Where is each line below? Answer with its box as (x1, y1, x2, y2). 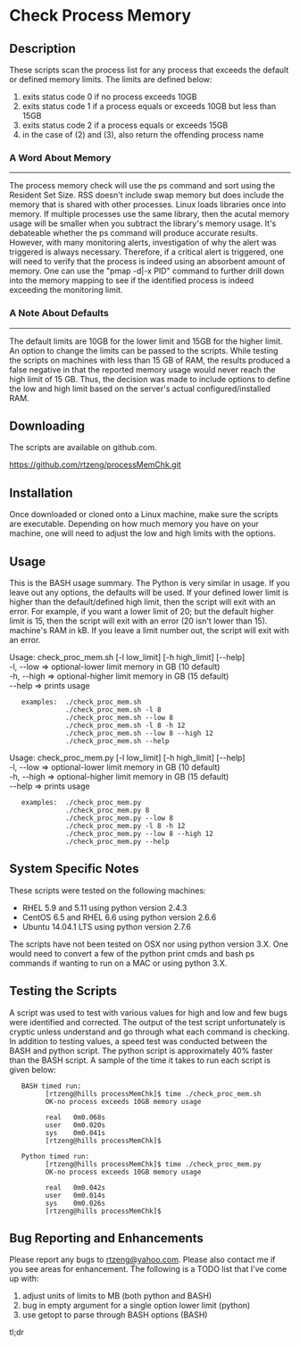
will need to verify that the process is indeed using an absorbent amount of (9, 256, 286, 267)
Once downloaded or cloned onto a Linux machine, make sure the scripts (9, 509, 279, 520)
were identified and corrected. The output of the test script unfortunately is (9, 1016, 286, 1027)
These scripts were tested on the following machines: (9, 885, 207, 896)
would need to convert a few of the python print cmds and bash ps (9, 948, 255, 958)
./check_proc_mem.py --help (65, 837, 170, 847)
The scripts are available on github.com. (9, 442, 157, 453)
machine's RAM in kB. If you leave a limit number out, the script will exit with (9, 625, 289, 636)
